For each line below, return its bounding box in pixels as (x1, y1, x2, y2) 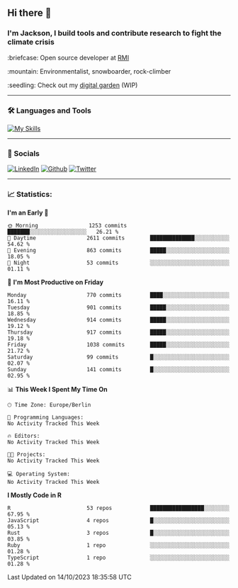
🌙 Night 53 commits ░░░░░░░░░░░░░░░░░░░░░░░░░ (7, 259, 230, 266)
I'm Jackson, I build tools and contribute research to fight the (7, 28, 222, 38)
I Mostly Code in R (7, 490, 62, 499)
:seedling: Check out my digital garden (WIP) (7, 81, 138, 89)
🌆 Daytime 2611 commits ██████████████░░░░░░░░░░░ (7, 234, 230, 242)
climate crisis (7, 37, 55, 47)
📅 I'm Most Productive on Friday (7, 278, 104, 286)
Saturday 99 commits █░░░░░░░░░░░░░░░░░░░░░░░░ (7, 354, 230, 361)
